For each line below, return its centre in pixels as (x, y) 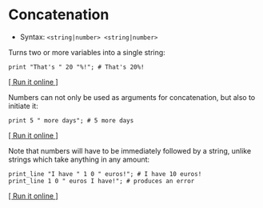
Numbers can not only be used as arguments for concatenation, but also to (132, 97)
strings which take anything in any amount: (79, 159)
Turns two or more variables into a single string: (87, 52)
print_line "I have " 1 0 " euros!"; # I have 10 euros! (105, 174)
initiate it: (23, 106)
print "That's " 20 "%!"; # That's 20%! (77, 67)
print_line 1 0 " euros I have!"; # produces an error (102, 181)
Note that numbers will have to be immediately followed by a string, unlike (130, 150)
